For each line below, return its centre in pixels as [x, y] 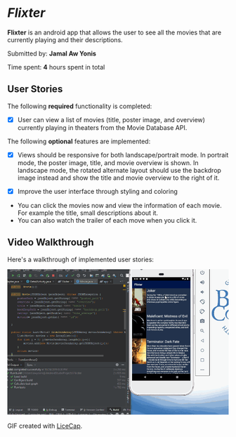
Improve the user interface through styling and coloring [97, 191]
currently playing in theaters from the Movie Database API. [102, 127]
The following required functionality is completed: [80, 106]
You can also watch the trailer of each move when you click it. [107, 220]
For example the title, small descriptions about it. [88, 213]
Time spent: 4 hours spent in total [56, 67]
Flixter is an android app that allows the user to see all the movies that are [114, 32]
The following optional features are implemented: [79, 141]
